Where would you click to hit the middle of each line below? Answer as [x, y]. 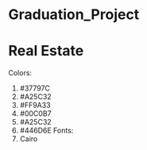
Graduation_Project [74, 15]
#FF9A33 [35, 106]
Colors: [20, 73]
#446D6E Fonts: [46, 131]
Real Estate [46, 51]
